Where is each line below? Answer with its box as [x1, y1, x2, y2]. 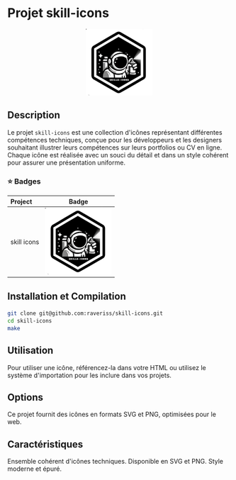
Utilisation [7, 345, 54, 357]
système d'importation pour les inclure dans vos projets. [7, 371, 172, 379]
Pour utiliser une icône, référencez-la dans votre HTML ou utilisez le [7, 363, 207, 372]
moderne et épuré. [7, 464, 62, 473]
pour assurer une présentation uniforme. [7, 158, 126, 167]
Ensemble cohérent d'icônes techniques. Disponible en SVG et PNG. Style [7, 457, 224, 466]
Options [7, 391, 44, 403]
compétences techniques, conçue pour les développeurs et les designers [7, 135, 222, 144]
